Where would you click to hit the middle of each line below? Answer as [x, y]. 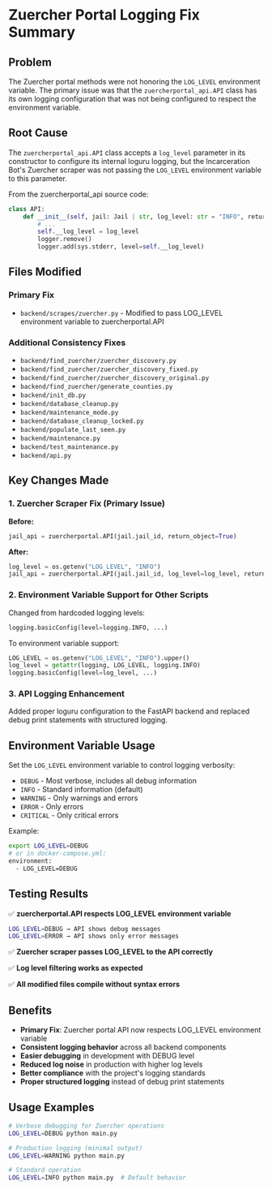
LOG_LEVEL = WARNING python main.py [67, 1156]
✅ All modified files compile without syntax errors [94, 985]
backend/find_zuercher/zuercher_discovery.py [98, 361]
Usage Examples [51, 1107]
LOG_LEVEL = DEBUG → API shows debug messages [85, 929]
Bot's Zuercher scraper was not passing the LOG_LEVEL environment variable [135, 170]
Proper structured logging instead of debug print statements [122, 1082]
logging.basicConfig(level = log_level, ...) [83, 673]
